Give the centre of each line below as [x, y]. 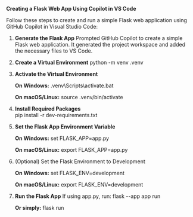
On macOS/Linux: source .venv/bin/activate [69, 97]
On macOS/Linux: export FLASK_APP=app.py [71, 150]
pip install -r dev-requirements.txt [56, 115]
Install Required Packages [48, 109]
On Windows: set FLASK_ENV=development [70, 173]
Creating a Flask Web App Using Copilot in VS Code [71, 9]
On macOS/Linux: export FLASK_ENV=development [79, 184]
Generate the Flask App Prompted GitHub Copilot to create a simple [99, 38]
